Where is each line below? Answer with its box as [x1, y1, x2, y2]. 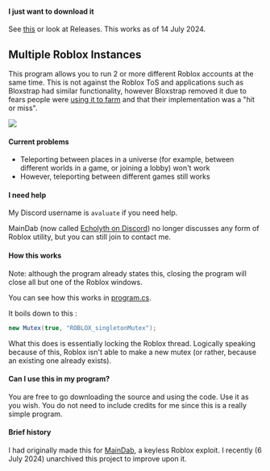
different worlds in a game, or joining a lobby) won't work [19, 163, 210, 173]
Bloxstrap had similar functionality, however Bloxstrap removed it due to [8, 86, 247, 96]
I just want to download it [8, 6, 94, 16]
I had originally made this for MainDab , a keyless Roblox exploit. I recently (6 [8, 445, 262, 455]
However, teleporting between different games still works [19, 171, 211, 181]
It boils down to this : [8, 308, 78, 318]
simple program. [8, 409, 63, 419]
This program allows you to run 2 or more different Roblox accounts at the [8, 69, 254, 79]
